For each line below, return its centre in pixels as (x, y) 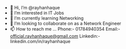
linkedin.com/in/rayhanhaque (40, 41)
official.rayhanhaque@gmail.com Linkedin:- (55, 36)
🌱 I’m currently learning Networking (47, 18)
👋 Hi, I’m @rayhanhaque (35, 8)
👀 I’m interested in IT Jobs (37, 13)
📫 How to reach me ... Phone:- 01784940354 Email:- (65, 29)
